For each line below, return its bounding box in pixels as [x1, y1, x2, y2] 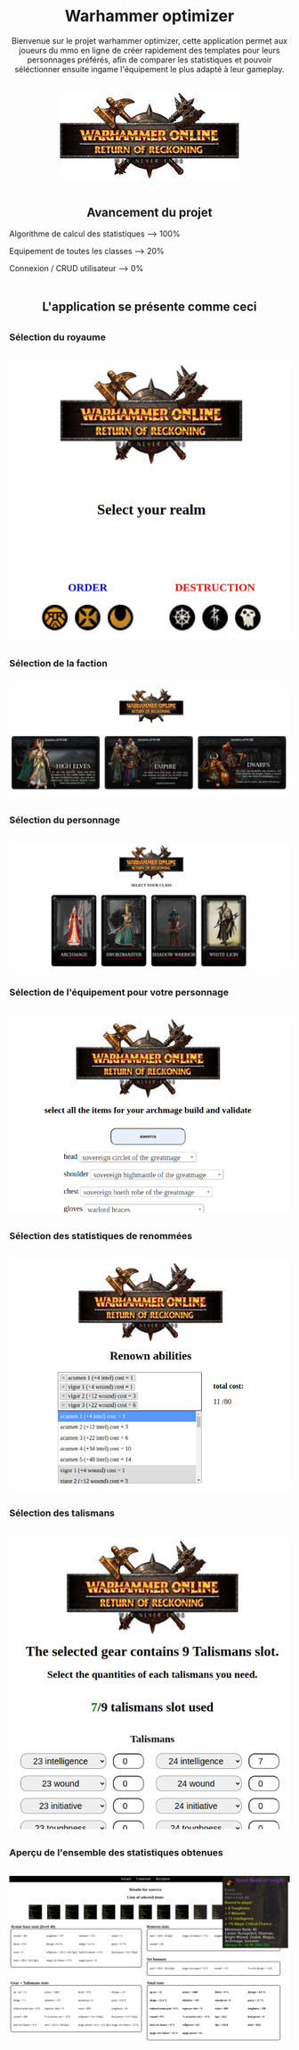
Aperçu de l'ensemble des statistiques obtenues [9, 1846, 224, 1858]
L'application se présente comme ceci [42, 300, 257, 315]
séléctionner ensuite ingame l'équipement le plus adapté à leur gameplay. [14, 63, 285, 74]
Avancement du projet [86, 204, 213, 219]
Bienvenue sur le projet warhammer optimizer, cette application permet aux [12, 35, 287, 45]
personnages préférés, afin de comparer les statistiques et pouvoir [27, 54, 272, 65]
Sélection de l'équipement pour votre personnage [9, 987, 230, 999]
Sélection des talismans [9, 1507, 116, 1519]
